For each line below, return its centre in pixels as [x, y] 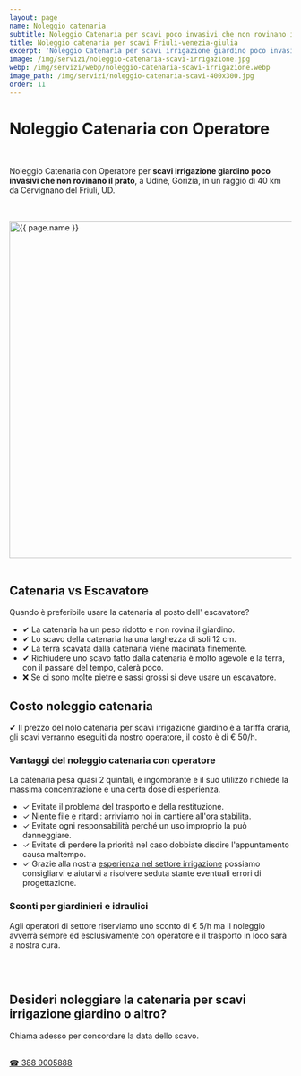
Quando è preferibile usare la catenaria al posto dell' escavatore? [129, 612]
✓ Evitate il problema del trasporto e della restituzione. [123, 807]
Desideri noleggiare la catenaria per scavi [128, 1000]
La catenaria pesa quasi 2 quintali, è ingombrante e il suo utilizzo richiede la [149, 780]
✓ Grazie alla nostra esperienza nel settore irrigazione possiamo [141, 864]
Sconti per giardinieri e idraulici [79, 907]
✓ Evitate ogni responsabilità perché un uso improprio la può [135, 826]
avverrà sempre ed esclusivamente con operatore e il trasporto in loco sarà [148, 935]
